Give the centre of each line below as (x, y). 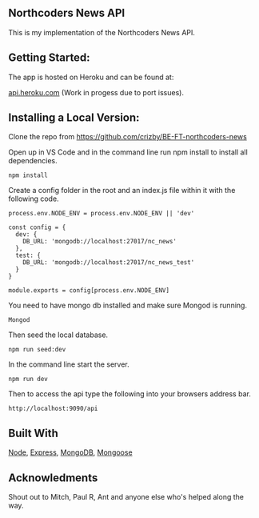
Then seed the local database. (58, 335)
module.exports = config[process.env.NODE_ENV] (89, 291)
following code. (34, 199)
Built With (33, 433)
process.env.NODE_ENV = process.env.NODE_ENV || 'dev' (102, 214)
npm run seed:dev (37, 350)
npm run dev (28, 379)
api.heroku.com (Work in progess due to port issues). (96, 92)
